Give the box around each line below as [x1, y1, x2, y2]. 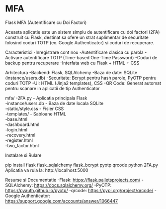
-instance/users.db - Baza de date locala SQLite [5, 100, 104, 106]
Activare [5, 54, 22, 60]
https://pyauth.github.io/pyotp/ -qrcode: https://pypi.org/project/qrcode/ [5, 187, 154, 193]
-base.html [5, 116, 28, 122]
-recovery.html [5, 132, 36, 138]
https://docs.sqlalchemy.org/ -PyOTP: [34, 182, 112, 188]
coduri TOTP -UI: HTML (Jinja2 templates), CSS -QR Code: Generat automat [5, 80, 162, 86]
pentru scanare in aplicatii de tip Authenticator [5, 85, 100, 91]
